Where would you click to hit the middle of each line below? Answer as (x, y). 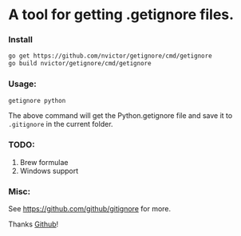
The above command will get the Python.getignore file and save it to (120, 116)
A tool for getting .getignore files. (121, 15)
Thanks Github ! (34, 224)
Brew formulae (44, 162)
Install (21, 40)
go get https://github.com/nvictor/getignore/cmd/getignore (111, 56)
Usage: (23, 84)
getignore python (37, 100)
